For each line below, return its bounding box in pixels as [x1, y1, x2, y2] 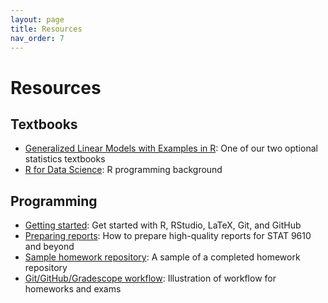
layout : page [10, 14, 65, 25]
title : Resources [10, 24, 83, 34]
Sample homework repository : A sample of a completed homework [24, 251, 301, 263]
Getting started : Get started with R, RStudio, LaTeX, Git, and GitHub [24, 219, 302, 231]
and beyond [24, 241, 75, 253]
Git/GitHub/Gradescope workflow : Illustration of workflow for [24, 272, 277, 285]
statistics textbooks [24, 153, 106, 165]
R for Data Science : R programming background [24, 164, 223, 176]
